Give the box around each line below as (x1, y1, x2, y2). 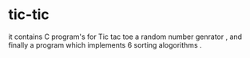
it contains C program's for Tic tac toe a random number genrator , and (8, 32, 242, 41)
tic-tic (8, 6, 50, 24)
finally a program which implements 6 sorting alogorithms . (8, 40, 202, 49)
